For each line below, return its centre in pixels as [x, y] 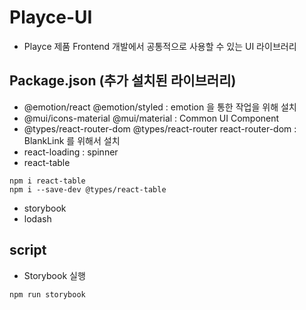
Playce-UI [51, 17]
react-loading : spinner [71, 152]
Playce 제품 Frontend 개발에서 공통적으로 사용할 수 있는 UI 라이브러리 [160, 46]
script [28, 250]
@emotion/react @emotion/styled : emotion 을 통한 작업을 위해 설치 [160, 107]
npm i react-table [47, 181]
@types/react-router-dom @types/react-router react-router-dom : [160, 128]
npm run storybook [47, 294]
